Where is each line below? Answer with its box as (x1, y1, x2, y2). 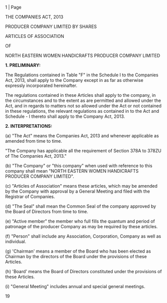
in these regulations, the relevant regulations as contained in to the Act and (5, 108, 160, 114)
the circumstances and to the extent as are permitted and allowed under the (5, 97, 161, 103)
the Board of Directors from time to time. (5, 209, 89, 214)
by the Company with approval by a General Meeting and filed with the (5, 188, 151, 194)
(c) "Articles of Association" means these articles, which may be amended (5, 183, 158, 189)
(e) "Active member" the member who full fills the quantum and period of (5, 218, 156, 224)
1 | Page (5, 4, 21, 10)
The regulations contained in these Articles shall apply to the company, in (5, 92, 156, 98)
